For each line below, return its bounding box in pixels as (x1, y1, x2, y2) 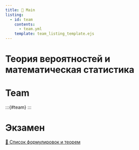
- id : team (10, 17, 33, 22)
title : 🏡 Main (5, 7, 36, 13)
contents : (14, 21, 36, 27)
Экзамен (5, 122, 45, 134)
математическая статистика (5, 64, 135, 76)
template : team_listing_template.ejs (14, 31, 95, 36)
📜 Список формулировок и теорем (5, 139, 80, 145)
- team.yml (18, 27, 42, 32)
